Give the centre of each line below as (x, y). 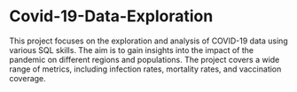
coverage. (27, 78)
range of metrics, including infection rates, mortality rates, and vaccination (145, 69)
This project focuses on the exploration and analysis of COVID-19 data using (148, 41)
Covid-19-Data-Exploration (111, 16)
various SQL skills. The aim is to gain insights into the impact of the (132, 50)
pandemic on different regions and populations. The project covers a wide (145, 59)
